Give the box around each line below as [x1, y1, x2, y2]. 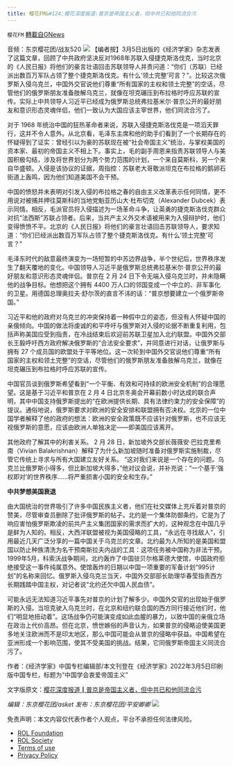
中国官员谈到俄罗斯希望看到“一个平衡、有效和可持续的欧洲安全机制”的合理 [7, 380, 220, 388]
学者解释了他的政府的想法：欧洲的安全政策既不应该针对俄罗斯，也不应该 [12, 414, 220, 423]
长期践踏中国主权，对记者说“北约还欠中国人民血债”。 [7, 580, 159, 588]
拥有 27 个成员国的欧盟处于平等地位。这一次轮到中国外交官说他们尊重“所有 [7, 347, 221, 355]
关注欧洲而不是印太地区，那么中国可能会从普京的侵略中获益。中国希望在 [19, 630, 226, 638]
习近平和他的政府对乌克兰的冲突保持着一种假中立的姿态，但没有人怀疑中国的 [7, 312, 226, 320]
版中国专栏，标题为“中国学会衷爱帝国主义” [7, 670, 128, 678]
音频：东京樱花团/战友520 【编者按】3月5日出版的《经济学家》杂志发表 [7, 44, 221, 53]
